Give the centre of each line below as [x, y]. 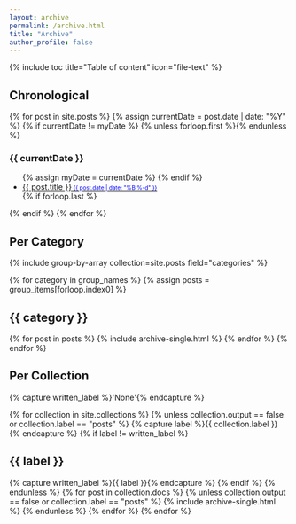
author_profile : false [51, 42]
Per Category [47, 242]
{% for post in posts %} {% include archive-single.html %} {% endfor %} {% [148, 339]
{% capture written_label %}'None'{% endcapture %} [107, 397]
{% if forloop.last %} [59, 197]
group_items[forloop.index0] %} [68, 290]
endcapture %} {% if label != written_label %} [105, 433]
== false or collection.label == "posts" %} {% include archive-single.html [143, 501]
